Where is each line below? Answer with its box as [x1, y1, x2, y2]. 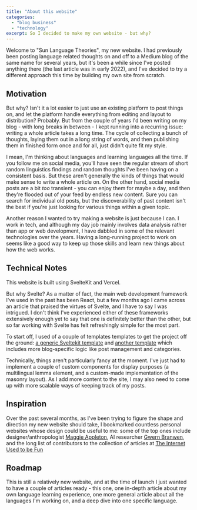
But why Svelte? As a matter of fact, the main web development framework [6, 290, 188, 297]
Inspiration [6, 399, 47, 409]
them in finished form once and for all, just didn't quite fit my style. [6, 142, 168, 149]
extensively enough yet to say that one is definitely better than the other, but [6, 315, 191, 322]
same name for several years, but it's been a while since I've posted [6, 59, 171, 67]
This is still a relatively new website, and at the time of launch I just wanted [6, 478, 187, 486]
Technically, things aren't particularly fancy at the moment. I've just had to [6, 357, 186, 364]
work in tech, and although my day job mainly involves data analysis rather [6, 221, 187, 228]
